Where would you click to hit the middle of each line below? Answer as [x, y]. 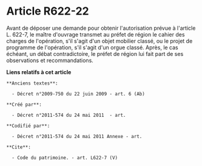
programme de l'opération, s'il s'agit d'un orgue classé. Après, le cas [93, 47]
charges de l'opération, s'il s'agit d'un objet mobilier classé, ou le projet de [99, 41]
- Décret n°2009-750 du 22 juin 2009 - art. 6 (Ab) [79, 94]
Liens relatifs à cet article [39, 72]
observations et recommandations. [50, 60]
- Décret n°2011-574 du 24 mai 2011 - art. [69, 115]
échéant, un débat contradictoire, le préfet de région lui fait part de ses [95, 54]
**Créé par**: [24, 105]
